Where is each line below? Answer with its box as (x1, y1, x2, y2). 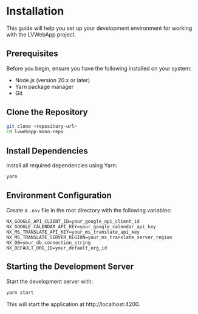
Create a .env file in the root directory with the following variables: (6, 206, 172, 214)
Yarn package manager (15, 83, 74, 90)
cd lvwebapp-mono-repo (6, 129, 64, 135)
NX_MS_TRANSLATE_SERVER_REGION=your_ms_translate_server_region (6, 234, 172, 240)
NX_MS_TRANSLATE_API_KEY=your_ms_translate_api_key (6, 229, 140, 235)
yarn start (6, 289, 34, 296)
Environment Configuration (6, 190, 112, 201)
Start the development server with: (6, 277, 93, 285)
